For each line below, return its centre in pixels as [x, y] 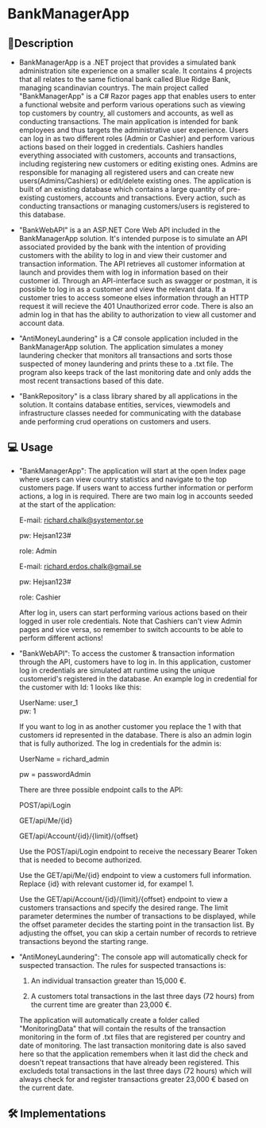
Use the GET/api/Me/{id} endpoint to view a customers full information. [135, 875]
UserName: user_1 [48, 702]
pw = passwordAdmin [55, 774]
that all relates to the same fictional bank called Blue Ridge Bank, [125, 79]
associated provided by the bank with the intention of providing [122, 247]
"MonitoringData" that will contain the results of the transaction [122, 1028]
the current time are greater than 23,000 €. [101, 1005]
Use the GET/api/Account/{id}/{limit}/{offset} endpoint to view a [123, 899]
